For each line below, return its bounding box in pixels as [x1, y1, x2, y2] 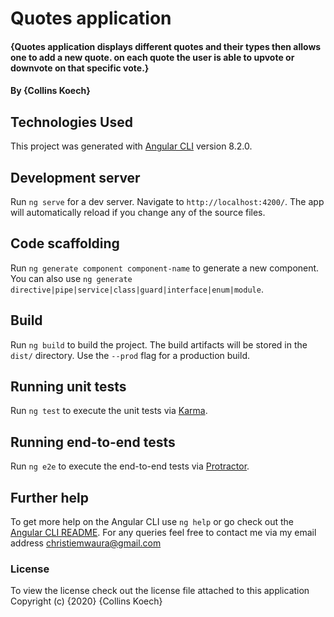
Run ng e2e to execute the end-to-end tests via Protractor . [10, 460, 250, 472]
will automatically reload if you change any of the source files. [10, 207, 266, 218]
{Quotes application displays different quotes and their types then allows [10, 40, 322, 52]
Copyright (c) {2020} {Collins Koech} [10, 595, 163, 607]
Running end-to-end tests [10, 433, 176, 451]
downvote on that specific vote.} [10, 62, 150, 74]
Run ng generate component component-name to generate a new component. [10, 262, 320, 274]
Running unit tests [10, 378, 127, 396]
